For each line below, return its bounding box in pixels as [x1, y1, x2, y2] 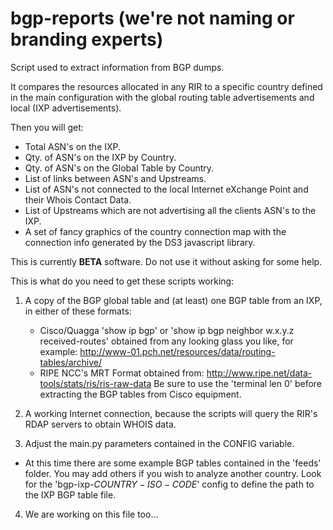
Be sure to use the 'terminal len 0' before [153, 377, 323, 389]
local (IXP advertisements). [10, 102, 122, 114]
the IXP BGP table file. [24, 488, 117, 501]
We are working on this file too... [24, 508, 159, 520]
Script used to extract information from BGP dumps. [10, 61, 225, 73]
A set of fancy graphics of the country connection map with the [24, 225, 287, 237]
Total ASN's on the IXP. [24, 140, 122, 152]
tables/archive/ [39, 356, 103, 368]
